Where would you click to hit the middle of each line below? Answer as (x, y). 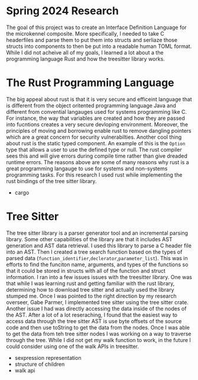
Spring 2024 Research (63, 11)
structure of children (40, 364)
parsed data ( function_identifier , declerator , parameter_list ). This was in (97, 258)
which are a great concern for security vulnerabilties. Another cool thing (94, 137)
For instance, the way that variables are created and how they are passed (95, 118)
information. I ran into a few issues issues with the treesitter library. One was (99, 277)
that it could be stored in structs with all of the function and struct (86, 270)
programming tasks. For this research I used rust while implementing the (94, 175)
